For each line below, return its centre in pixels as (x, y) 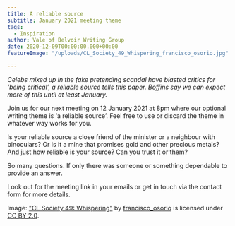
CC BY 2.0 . (23, 215)
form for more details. (39, 194)
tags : (15, 27)
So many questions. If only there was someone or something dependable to (117, 165)
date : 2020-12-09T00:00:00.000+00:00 (63, 47)
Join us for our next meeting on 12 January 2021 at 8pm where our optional (117, 108)
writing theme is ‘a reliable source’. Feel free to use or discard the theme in (116, 115)
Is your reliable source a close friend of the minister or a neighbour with (111, 137)
